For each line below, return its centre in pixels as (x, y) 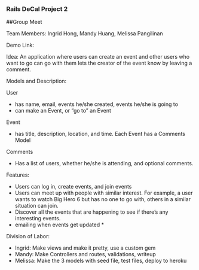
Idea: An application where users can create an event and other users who (98, 57)
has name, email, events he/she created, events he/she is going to (96, 104)
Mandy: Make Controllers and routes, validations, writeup (85, 254)
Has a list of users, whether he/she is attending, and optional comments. (104, 163)
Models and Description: (36, 81)
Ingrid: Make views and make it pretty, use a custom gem (85, 248)
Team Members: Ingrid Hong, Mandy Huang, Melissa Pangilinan (85, 34)
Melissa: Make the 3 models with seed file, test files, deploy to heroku (101, 261)
